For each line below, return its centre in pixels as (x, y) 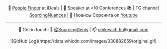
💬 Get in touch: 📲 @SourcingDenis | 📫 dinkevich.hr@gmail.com (83, 29)
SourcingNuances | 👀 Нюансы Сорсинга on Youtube (83, 15)
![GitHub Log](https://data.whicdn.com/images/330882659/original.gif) (83, 41)
